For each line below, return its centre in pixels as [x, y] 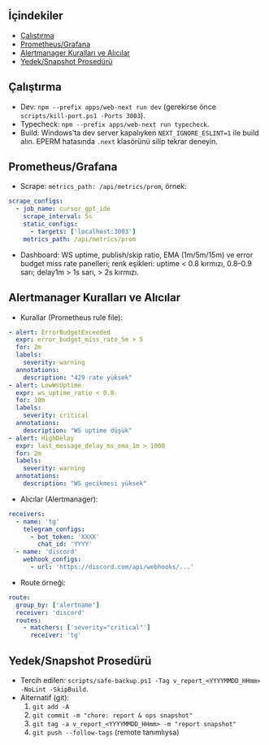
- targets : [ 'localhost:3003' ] [83, 231]
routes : [29, 620]
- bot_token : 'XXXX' [65, 537]
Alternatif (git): [45, 697]
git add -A [51, 707]
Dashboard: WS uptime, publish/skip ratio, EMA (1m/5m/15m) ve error [137, 255]
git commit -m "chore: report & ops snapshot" [113, 715]
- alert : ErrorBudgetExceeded [60, 332]
